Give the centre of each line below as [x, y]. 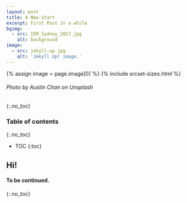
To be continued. [28, 180]
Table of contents [32, 121]
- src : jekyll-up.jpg [39, 51]
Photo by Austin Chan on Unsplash [50, 87]
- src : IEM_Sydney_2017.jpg [47, 34]
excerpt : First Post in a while [47, 23]
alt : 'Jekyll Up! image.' [50, 56]
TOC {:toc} [28, 146]
